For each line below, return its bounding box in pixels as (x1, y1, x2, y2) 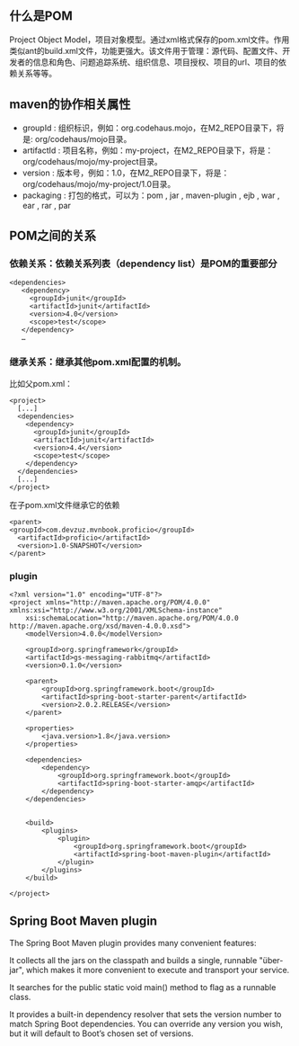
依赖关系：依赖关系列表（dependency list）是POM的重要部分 (9, 257, 277, 270)
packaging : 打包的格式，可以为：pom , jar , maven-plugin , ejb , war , (22, 190, 280, 201)
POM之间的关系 (9, 228, 97, 244)
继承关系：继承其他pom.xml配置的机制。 (9, 356, 187, 369)
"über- (259, 954, 284, 965)
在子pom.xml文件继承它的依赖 (9, 499, 120, 510)
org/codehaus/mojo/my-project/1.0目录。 (22, 178, 176, 189)
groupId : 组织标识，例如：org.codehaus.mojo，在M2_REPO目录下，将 (22, 122, 285, 133)
